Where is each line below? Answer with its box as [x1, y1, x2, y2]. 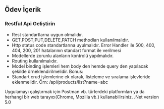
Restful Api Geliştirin [4, 20, 55, 27]
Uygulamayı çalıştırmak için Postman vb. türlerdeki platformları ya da [4, 88, 145, 95]
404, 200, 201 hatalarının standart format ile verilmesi [11, 47, 121, 53]
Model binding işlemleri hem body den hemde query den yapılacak [11, 63, 148, 69]
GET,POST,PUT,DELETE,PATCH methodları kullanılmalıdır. [11, 37, 129, 43]
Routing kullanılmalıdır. [11, 58, 58, 64]
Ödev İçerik [4, 5, 41, 14]
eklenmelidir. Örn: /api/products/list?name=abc [11, 79, 109, 85]
